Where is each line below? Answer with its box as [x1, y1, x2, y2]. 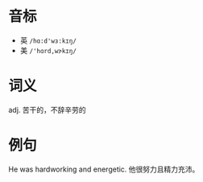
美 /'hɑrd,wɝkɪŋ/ [19, 45, 77, 55]
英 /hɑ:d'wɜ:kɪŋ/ [19, 35, 77, 45]
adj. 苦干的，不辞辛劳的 [8, 105, 86, 114]
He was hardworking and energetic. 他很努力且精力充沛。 [8, 164, 200, 174]
